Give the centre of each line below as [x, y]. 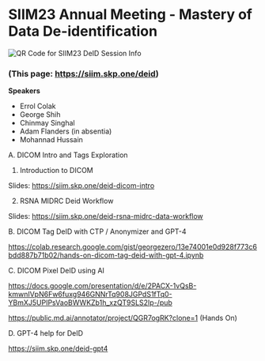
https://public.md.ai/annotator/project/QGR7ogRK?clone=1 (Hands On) [123, 318]
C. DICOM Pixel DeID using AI [57, 271]
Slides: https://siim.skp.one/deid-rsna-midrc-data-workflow [106, 216]
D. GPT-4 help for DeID [46, 333]
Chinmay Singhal [47, 123]
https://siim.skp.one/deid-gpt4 [58, 348]
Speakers [25, 91]
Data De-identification [83, 31]
